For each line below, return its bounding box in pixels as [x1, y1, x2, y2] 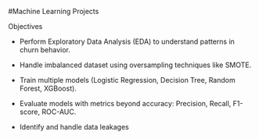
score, [19, 107, 41, 116]
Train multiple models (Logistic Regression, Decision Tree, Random [19, 76, 236, 84]
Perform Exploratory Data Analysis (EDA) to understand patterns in [19, 37, 235, 46]
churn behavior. [19, 45, 70, 54]
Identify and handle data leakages [19, 123, 129, 131]
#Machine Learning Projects [8, 7, 99, 16]
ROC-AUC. [41, 107, 77, 116]
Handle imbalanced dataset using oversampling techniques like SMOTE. [19, 60, 252, 69]
